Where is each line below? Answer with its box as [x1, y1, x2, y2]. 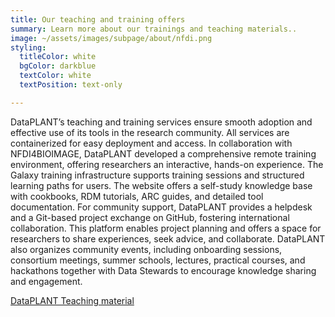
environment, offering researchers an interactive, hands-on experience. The [10, 158, 324, 170]
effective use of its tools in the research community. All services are [10, 126, 290, 138]
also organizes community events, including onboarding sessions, [10, 243, 283, 255]
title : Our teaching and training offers [10, 14, 186, 25]
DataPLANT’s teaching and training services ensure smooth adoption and [10, 116, 313, 128]
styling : [10, 42, 47, 53]
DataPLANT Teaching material [10, 294, 135, 306]
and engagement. [10, 275, 83, 287]
